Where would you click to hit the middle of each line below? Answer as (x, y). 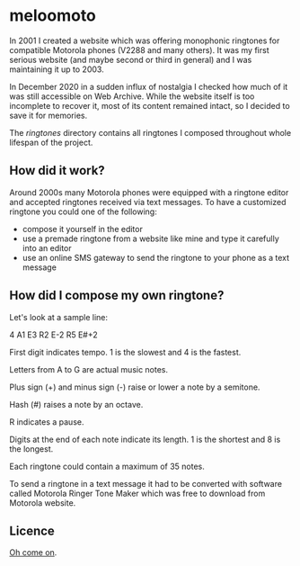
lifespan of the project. (51, 142)
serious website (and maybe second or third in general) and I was (131, 59)
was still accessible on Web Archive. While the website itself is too (132, 96)
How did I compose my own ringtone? (117, 296)
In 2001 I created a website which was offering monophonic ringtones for (145, 40)
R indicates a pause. (47, 422)
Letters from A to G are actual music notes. (89, 369)
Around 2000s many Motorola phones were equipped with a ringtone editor (149, 192)
